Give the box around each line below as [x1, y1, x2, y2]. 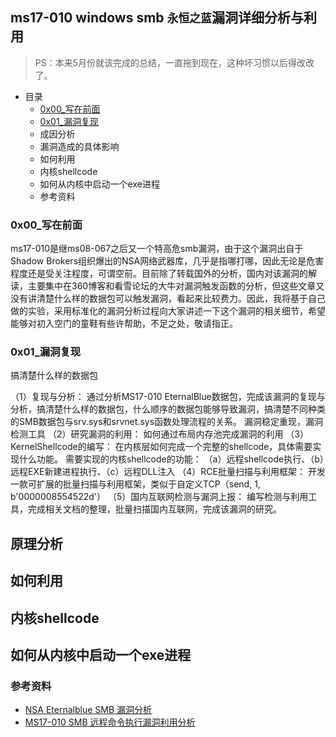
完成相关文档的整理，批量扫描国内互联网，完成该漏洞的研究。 [27, 503, 282, 515]
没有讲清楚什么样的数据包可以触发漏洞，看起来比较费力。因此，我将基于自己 [10, 293, 326, 305]
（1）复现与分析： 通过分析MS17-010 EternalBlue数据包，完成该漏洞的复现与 [10, 391, 326, 403]
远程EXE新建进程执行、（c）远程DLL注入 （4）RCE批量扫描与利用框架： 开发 [10, 466, 326, 478]
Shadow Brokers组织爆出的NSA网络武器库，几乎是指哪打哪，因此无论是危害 [10, 255, 325, 267]
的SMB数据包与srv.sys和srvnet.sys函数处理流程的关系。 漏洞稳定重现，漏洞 [10, 416, 323, 428]
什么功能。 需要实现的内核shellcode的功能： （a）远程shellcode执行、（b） [18, 453, 325, 465]
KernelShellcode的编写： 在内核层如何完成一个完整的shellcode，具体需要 [10, 441, 313, 453]
